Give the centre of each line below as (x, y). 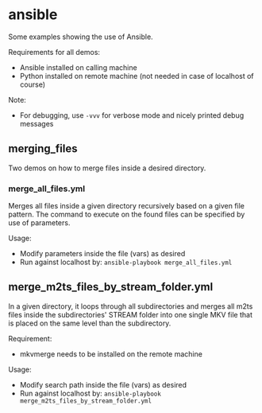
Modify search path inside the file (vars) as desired (103, 384)
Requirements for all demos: (54, 52)
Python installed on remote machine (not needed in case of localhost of (137, 76)
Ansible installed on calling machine (78, 67)
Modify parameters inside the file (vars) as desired (102, 254)
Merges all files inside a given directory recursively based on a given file (126, 206)
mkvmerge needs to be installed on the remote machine (111, 354)
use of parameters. (39, 223)
